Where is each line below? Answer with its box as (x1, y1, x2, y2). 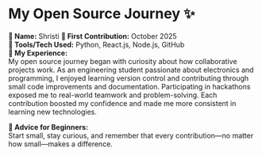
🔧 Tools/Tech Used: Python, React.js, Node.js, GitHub (8, 40, 185, 49)
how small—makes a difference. (8, 139, 114, 149)
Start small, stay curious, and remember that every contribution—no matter (8, 130, 254, 140)
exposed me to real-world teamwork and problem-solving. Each (8, 90, 218, 100)
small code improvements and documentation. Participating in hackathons (8, 81, 251, 91)
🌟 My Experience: (8, 48, 68, 58)
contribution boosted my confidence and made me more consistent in (8, 98, 237, 108)
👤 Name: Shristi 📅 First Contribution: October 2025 (8, 31, 177, 40)
